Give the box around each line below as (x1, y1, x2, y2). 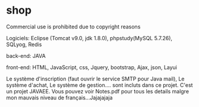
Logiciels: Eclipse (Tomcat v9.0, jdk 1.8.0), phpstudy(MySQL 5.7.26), (6, 34, 173, 41)
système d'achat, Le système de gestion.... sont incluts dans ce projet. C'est (6, 81, 193, 89)
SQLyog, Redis (6, 41, 42, 48)
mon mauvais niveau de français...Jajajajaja (6, 94, 113, 101)
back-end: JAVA (6, 52, 46, 59)
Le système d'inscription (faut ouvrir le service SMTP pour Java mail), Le (6, 75, 185, 82)
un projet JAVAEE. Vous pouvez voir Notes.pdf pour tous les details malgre (6, 87, 189, 95)
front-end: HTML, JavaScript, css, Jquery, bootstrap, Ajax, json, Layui (6, 63, 177, 71)
